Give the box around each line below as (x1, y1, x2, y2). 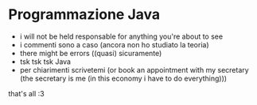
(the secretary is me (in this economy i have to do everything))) (19, 73, 228, 83)
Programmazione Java (8, 6, 161, 24)
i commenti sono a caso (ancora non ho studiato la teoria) (19, 39, 209, 49)
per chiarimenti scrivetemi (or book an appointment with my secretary (19, 65, 249, 74)
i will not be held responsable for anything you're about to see (19, 32, 224, 41)
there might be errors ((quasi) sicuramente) (19, 48, 162, 58)
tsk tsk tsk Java (19, 57, 72, 66)
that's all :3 (8, 88, 45, 98)
